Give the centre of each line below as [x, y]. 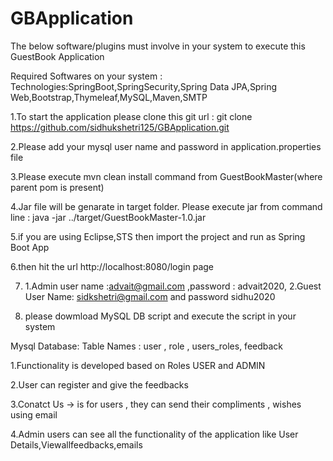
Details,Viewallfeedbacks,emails [76, 444]
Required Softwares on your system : [86, 76]
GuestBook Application [57, 56]
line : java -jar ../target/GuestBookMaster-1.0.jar [108, 217]
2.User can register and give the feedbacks [99, 384]
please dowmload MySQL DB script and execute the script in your [160, 316]
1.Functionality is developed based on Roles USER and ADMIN [138, 365]
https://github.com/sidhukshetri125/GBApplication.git [120, 127]
